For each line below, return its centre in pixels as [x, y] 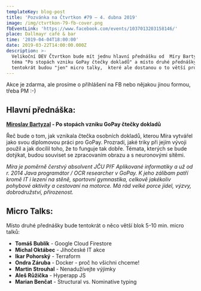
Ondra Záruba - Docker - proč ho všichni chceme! [77, 262]
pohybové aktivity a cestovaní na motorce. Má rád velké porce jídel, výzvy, [99, 186]
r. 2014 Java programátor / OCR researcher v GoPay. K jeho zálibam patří [97, 173]
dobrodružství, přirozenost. [40, 192]
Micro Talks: [30, 211]
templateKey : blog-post [36, 12]
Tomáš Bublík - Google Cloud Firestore [63, 243]
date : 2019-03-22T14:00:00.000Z [46, 46]
